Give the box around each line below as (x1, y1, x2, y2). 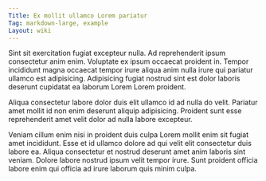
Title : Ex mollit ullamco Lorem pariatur (8, 11, 148, 20)
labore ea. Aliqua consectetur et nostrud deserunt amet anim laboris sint (8, 147, 245, 156)
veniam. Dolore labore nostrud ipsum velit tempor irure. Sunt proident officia (8, 155, 258, 165)
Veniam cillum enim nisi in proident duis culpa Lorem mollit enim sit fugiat (8, 130, 249, 140)
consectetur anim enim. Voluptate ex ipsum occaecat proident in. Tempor (8, 57, 249, 66)
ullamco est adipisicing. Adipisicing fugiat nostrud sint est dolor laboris (8, 73, 241, 84)
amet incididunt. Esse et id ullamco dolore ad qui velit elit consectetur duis (8, 139, 252, 148)
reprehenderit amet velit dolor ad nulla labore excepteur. (8, 115, 193, 124)
